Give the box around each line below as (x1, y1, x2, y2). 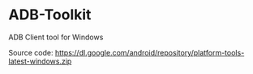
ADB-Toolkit (8, 6, 92, 24)
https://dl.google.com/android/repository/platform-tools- (54, 47, 245, 57)
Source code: (8, 47, 54, 57)
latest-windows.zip (8, 56, 72, 66)
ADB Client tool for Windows (8, 32, 104, 42)
